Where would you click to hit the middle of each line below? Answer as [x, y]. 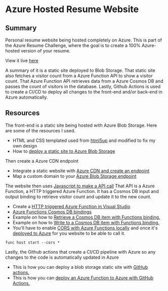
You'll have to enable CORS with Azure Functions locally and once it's [85, 228]
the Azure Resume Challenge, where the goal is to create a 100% [73, 45]
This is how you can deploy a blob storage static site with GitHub [80, 267]
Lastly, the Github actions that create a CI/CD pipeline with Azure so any [80, 252]
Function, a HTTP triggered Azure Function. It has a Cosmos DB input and [82, 191]
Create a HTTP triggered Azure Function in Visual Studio [71, 206]
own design [25, 145]
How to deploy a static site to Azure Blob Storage [64, 151]
